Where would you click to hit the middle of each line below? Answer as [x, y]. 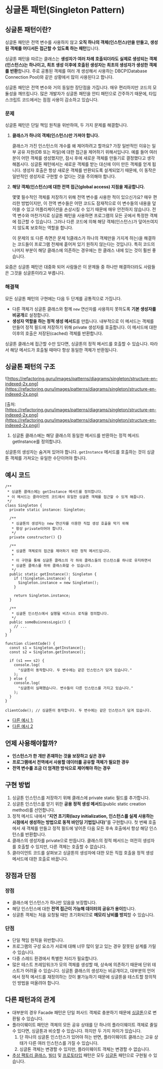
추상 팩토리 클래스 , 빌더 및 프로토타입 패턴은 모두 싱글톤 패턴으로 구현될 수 [82, 1055]
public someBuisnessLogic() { [40, 622]
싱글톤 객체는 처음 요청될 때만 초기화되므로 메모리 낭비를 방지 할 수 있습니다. [83, 915]
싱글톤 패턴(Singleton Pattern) [65, 10]
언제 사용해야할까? [31, 743]
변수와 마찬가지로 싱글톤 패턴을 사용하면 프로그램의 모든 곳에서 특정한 [83, 216]
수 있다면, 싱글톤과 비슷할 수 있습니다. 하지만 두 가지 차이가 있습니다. [77, 1031]
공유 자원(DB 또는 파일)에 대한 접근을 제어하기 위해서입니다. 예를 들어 [83, 152]
